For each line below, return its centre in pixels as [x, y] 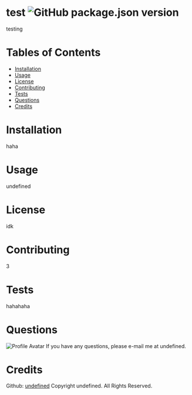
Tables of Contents [53, 53]
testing [14, 29]
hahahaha [18, 306]
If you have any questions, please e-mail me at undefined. [116, 346]
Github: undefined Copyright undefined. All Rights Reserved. [79, 386]
